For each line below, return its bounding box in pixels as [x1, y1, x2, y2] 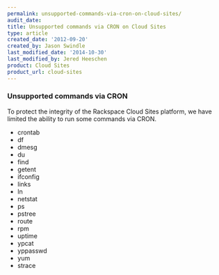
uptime [17, 231, 38, 240]
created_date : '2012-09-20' [7, 36, 89, 43]
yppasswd [17, 246, 47, 255]
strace [17, 261, 36, 269]
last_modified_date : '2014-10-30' [7, 49, 108, 56]
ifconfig [17, 172, 40, 181]
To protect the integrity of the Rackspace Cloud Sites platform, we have [7, 107, 212, 116]
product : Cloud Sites [7, 62, 70, 69]
